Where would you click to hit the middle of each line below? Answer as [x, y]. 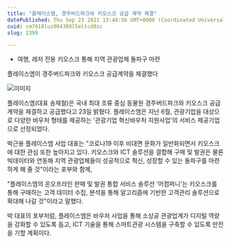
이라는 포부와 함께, [67, 169]
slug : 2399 [23, 33]
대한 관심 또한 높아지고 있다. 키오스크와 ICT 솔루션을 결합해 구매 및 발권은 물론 [119, 152]
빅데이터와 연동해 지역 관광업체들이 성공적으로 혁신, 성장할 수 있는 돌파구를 [107, 161]
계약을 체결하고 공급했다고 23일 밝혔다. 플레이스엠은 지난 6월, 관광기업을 [104, 112]
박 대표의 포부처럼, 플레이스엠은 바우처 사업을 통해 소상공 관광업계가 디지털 [107, 216]
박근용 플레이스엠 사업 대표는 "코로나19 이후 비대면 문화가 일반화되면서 [101, 144]
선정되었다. [35, 129]
